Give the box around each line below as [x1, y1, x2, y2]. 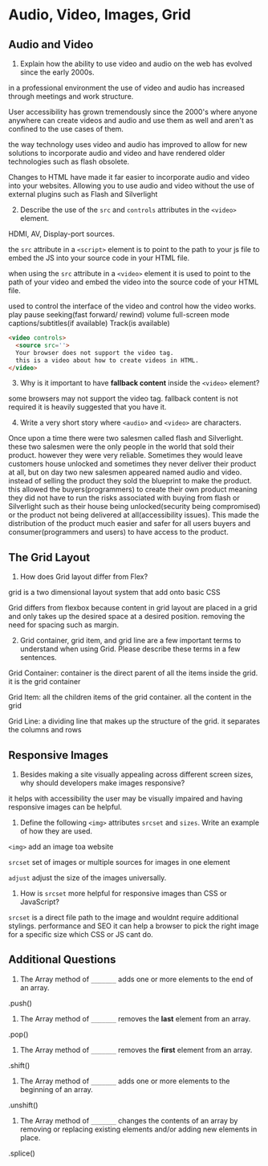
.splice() [8, 1148, 36, 1158]
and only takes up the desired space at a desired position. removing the [8, 612, 246, 622]
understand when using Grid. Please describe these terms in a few [19, 644, 241, 654]
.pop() [8, 1029, 29, 1039]
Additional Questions [8, 953, 116, 967]
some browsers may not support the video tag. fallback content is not [8, 393, 238, 403]
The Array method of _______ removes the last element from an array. [19, 1013, 251, 1023]
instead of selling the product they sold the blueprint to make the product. [8, 476, 253, 486]
